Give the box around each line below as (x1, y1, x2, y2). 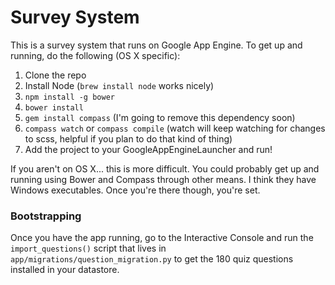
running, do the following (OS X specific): (10, 49, 181, 61)
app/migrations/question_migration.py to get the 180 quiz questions (10, 253, 294, 265)
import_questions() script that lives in (10, 242, 167, 255)
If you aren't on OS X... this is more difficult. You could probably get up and (10, 162, 320, 175)
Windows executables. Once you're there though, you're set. (10, 184, 261, 196)
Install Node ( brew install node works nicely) (24, 79, 215, 91)
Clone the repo (24, 69, 87, 81)
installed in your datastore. (10, 264, 120, 276)
